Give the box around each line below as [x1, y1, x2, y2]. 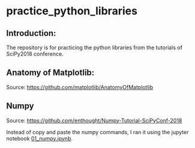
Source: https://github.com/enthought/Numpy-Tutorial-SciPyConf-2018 [6, 117, 182, 124]
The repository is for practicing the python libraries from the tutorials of [6, 44, 183, 51]
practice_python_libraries [6, 4, 138, 18]
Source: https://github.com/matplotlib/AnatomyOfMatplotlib [6, 83, 154, 90]
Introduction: [6, 28, 56, 38]
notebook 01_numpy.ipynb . [6, 135, 73, 142]
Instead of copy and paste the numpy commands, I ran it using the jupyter [6, 128, 189, 135]
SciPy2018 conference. [6, 50, 64, 58]
